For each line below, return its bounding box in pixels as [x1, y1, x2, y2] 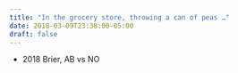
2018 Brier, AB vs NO [21, 54, 100, 65]
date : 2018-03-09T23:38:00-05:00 [9, 21, 134, 30]
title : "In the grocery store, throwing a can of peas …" [9, 12, 230, 22]
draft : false [9, 29, 58, 38]
